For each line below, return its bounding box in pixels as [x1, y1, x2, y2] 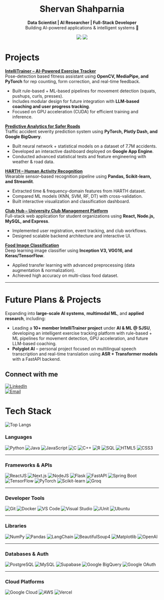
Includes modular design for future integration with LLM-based [12, 98, 140, 104]
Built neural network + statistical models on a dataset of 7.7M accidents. [12, 143, 157, 149]
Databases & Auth [5, 550, 49, 557]
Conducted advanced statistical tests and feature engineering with [12, 153, 146, 159]
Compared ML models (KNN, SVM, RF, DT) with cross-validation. [12, 193, 143, 199]
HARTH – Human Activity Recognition [5, 168, 83, 174]
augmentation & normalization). [12, 267, 76, 273]
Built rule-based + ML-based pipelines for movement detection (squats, [12, 88, 156, 94]
